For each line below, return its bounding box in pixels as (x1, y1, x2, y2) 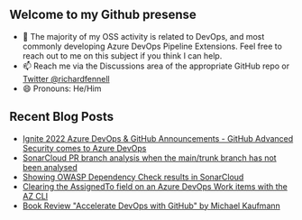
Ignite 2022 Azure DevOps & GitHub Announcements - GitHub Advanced (22, 133, 294, 143)
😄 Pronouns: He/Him (22, 83, 102, 94)
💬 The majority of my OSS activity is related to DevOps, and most (22, 31, 265, 41)
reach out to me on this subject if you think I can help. (22, 50, 223, 61)
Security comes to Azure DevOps (22, 142, 147, 153)
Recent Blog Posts (9, 109, 114, 124)
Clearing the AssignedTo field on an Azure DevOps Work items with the (22, 180, 288, 192)
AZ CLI (22, 190, 49, 201)
